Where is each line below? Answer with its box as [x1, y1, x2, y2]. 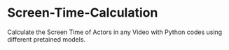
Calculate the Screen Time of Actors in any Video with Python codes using [7, 28, 223, 36]
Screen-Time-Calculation [7, 5, 158, 21]
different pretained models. [7, 35, 86, 43]
